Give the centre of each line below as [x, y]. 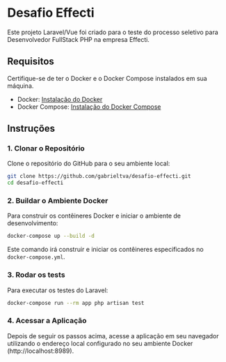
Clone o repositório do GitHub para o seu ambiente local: [89, 164]
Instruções [31, 129]
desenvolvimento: [33, 223]
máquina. [21, 86]
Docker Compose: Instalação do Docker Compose [89, 107]
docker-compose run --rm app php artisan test [76, 303]
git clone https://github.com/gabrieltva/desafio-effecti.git [99, 176]
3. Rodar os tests [36, 275]
